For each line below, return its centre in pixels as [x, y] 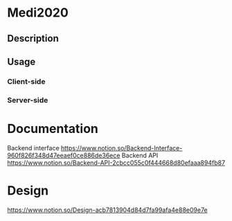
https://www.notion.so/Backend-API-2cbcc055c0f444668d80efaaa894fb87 [116, 162]
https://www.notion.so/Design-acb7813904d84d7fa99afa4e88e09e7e [107, 210]
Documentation [53, 129]
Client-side [26, 81]
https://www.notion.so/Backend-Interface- [122, 148]
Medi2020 [38, 13]
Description [33, 38]
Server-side [28, 100]
